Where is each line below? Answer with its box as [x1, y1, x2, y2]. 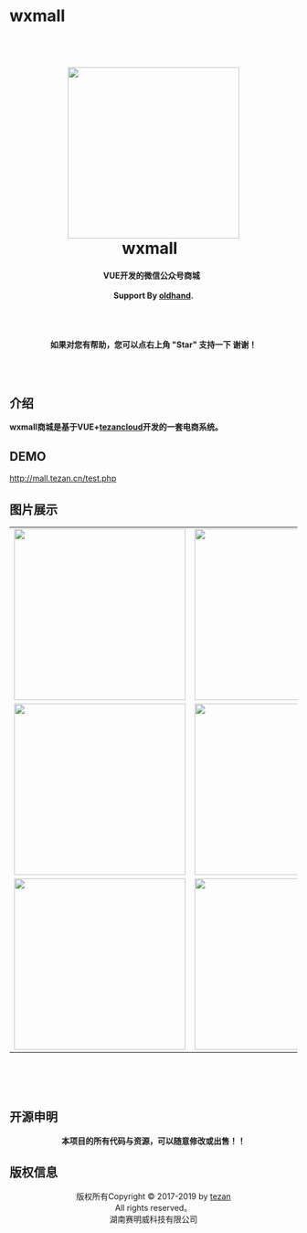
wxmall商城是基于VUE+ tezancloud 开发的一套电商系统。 [9, 421, 224, 432]
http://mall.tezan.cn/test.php [9, 473, 117, 484]
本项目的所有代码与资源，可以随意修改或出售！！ [61, 1135, 246, 1146]
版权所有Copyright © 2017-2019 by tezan [76, 1190, 231, 1202]
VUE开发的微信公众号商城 [103, 270, 201, 281]
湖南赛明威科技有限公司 [109, 1213, 198, 1225]
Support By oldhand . [113, 290, 194, 301]
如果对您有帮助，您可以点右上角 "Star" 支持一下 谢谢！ [49, 339, 258, 350]
